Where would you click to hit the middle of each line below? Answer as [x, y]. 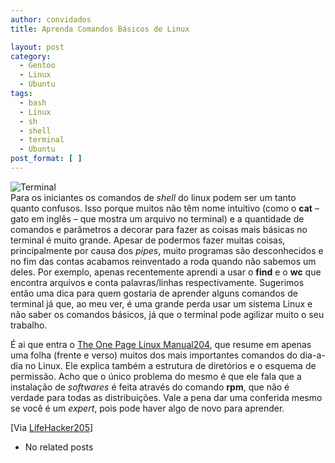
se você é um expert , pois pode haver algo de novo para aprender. [147, 408]
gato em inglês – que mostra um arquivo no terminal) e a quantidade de [157, 218]
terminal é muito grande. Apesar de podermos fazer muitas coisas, [148, 240]
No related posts [59, 447]
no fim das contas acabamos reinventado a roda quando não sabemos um [163, 261]
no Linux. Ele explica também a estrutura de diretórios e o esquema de [170, 365]
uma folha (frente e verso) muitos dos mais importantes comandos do [154, 355]
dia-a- [312, 355]
